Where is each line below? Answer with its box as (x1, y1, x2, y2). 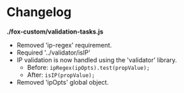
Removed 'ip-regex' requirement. (16, 41, 112, 49)
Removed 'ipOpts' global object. (16, 78, 109, 86)
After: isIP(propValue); (26, 71, 95, 79)
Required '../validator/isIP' (16, 48, 91, 57)
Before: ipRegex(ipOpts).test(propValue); (26, 63, 151, 71)
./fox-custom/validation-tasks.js (6, 27, 104, 36)
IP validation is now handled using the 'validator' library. (16, 55, 177, 64)
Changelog (6, 4, 72, 20)
